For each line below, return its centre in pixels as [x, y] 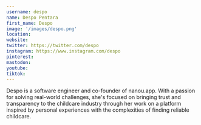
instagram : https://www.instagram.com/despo [63, 51]
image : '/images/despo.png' [42, 29]
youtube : [17, 68]
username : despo [27, 12]
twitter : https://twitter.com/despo [53, 46]
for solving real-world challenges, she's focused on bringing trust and [94, 97]
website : [17, 40]
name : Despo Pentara [32, 18]
